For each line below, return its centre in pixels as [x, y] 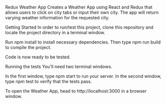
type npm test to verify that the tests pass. [48, 81]
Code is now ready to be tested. [38, 57]
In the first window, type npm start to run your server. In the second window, [83, 76]
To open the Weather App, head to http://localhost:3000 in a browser [76, 91]
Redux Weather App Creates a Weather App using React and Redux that [79, 7]
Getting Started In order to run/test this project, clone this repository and [79, 27]
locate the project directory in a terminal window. [55, 32]
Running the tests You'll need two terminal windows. [59, 67]
